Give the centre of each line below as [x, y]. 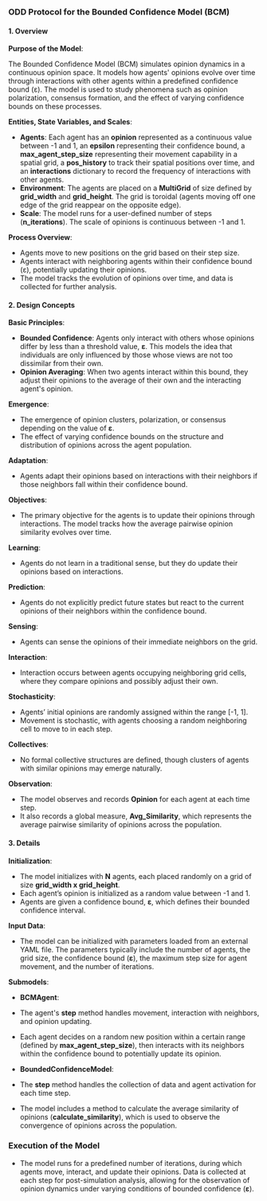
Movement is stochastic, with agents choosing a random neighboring [133, 720]
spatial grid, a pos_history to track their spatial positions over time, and [137, 163]
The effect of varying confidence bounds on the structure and [122, 437]
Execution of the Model [54, 1146]
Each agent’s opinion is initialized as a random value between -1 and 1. [135, 893]
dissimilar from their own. [61, 363]
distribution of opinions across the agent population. [106, 445]
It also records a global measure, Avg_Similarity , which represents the [136, 816]
